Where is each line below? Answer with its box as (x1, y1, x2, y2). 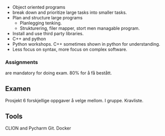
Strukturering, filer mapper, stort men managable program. (19, 25, 140, 31)
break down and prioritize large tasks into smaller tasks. (12, 9, 127, 15)
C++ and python (12, 36, 46, 42)
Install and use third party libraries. (12, 31, 84, 36)
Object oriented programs (12, 4, 66, 10)
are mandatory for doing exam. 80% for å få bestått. (5, 70, 112, 76)
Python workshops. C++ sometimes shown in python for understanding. (12, 41, 161, 47)
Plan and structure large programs (12, 15, 83, 20)
